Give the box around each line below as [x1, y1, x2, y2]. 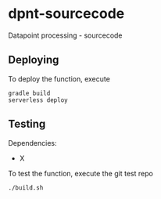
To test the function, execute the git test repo [8, 168, 154, 178]
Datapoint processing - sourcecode [8, 31, 123, 40]
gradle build [8, 89, 51, 97]
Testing [8, 118, 46, 131]
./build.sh [8, 183, 44, 192]
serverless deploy [8, 96, 68, 104]
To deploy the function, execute [8, 74, 111, 83]
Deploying [8, 53, 59, 67]
